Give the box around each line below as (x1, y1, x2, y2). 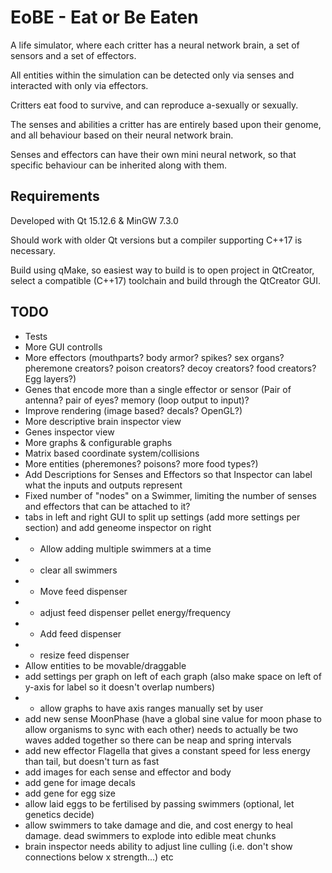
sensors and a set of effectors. (10, 49, 137, 61)
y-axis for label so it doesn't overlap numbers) (24, 681, 216, 693)
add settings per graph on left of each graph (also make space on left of (24, 670, 322, 682)
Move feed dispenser (39, 585, 128, 597)
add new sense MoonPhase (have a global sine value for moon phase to (24, 712, 322, 725)
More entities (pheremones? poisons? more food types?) (24, 457, 259, 470)
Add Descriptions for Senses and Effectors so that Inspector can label (24, 468, 313, 480)
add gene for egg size (24, 787, 116, 799)
